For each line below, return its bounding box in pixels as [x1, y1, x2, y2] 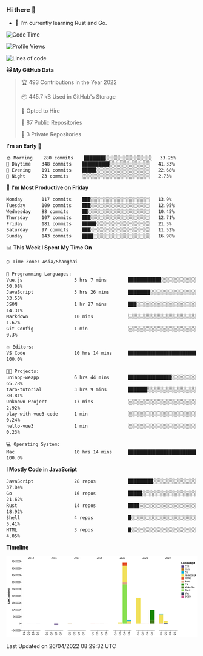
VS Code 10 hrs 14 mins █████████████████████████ [6, 350, 197, 357]
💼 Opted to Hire [21, 107, 61, 114]
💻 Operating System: [6, 441, 61, 448]
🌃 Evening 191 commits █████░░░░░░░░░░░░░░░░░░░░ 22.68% [6, 167, 175, 173]
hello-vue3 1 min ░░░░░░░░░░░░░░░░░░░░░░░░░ [6, 423, 197, 430]
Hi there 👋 [6, 5, 36, 14]
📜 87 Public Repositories [21, 119, 82, 127]
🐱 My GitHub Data [6, 66, 55, 74]
